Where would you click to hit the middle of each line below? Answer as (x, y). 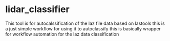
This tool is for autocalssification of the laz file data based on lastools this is (85, 23)
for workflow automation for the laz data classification (62, 34)
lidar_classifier (38, 9)
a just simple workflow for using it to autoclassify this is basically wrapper (83, 28)
